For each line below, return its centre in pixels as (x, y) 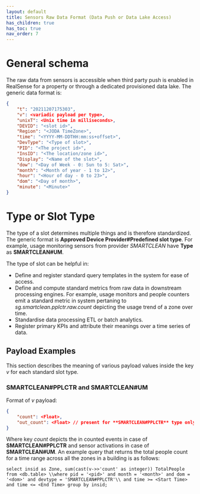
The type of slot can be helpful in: (48, 263)
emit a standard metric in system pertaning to (71, 300)
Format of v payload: (32, 400)
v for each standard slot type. (42, 372)
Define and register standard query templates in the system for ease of (102, 275)
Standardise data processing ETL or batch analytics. (79, 320)
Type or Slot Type (51, 217)
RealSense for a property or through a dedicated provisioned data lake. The (99, 87)
